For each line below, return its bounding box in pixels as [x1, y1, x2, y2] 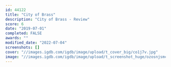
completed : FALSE [5, 31, 42, 36]
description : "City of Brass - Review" [5, 17, 90, 22]
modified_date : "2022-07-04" [5, 40, 67, 45]
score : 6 [5, 21, 24, 27]
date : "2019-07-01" [5, 26, 47, 31]
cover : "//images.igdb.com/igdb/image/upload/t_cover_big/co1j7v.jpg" [5, 49, 158, 54]
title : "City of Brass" [5, 12, 56, 17]
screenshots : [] [5, 45, 40, 50]
